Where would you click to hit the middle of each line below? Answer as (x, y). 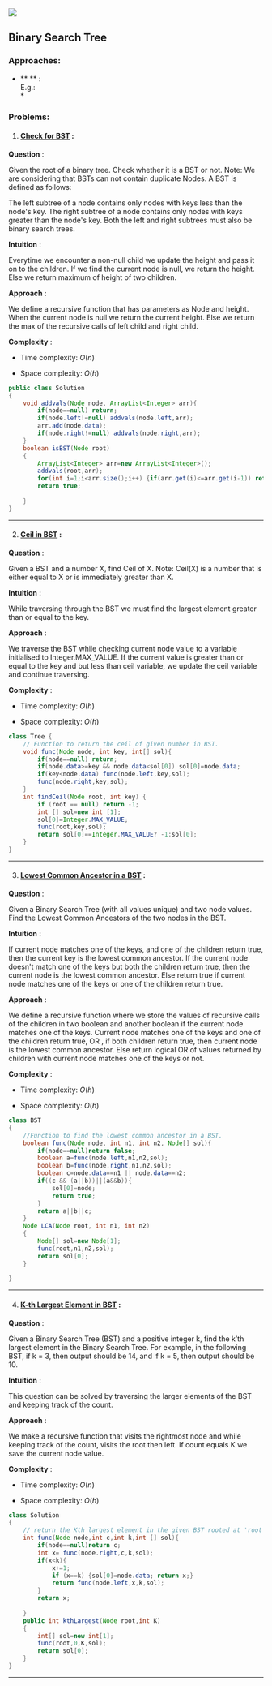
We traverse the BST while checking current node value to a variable (123, 648)
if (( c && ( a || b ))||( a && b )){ (85, 1181)
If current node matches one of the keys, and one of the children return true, (136, 949)
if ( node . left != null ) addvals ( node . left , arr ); (116, 418)
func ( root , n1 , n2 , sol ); (76, 1249)
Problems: (29, 117)
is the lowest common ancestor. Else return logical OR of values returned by (135, 1050)
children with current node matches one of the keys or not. (106, 1059)
